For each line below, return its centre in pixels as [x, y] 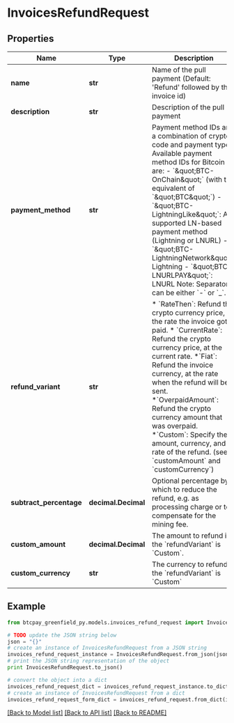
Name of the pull [179, 70]
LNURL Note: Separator [190, 284]
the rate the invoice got [190, 321]
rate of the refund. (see [190, 452]
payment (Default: [181, 78]
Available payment [182, 153]
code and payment [183, 145]
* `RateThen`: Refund [187, 304]
